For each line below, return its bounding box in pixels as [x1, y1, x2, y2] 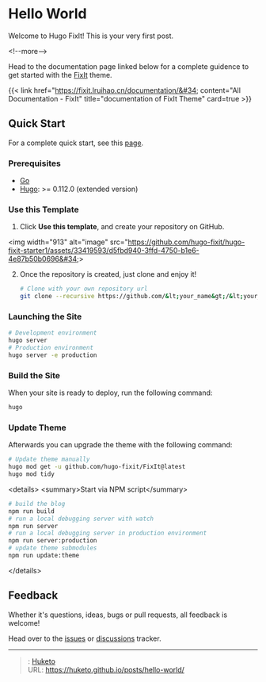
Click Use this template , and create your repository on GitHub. [19, 222, 225, 232]
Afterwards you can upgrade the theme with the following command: [8, 440, 233, 450]
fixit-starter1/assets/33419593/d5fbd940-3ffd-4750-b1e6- [8, 246, 199, 255]
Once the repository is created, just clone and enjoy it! [19, 270, 197, 279]
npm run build [8, 507, 55, 515]
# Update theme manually [8, 455, 90, 464]
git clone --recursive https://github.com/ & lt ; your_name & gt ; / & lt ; [19, 293, 244, 301]
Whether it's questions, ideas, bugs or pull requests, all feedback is [8, 610, 228, 619]
